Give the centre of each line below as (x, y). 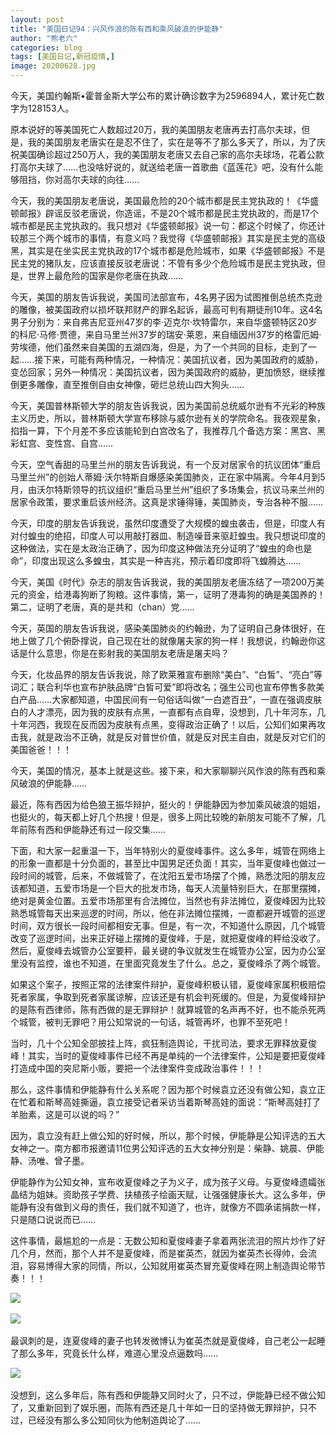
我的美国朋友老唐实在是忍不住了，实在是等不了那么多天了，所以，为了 (172, 142)
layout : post (37, 19)
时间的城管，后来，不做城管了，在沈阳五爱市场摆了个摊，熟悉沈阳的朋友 (167, 875)
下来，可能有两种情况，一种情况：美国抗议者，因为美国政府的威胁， (183, 359)
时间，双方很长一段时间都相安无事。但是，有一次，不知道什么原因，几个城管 (168, 925)
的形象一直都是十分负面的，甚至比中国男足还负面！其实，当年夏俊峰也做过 (163, 863)
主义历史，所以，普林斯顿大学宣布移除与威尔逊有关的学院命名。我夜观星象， (168, 418)
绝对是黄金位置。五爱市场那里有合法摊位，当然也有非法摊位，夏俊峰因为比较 (168, 900)
